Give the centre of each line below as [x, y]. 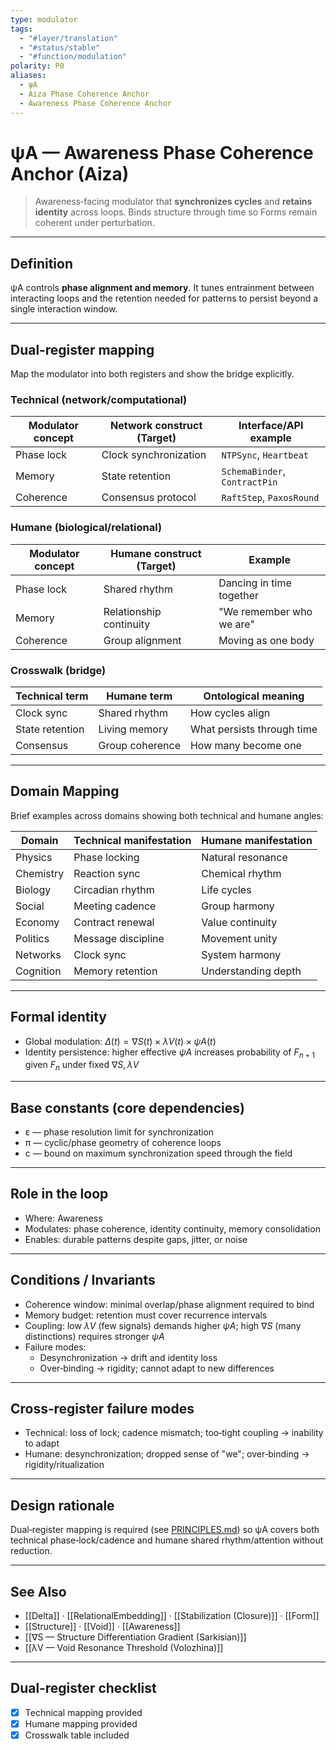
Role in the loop [59, 1194]
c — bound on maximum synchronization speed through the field [158, 1153]
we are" [236, 624]
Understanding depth [251, 971]
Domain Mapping [65, 791]
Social [30, 906]
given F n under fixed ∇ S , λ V [82, 1066]
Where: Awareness [63, 1218]
